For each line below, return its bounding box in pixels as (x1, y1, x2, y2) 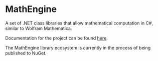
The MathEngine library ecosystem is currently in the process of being (5, 44, 151, 50)
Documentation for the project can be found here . (5, 35, 108, 41)
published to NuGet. (5, 50, 47, 56)
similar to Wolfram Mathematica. (5, 25, 72, 31)
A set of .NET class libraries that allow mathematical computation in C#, (5, 20, 153, 26)
